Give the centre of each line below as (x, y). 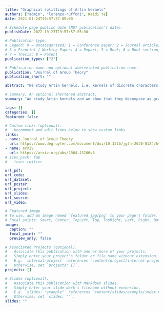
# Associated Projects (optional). (41, 247)
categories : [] (20, 112)
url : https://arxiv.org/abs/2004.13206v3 (52, 153)
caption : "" (22, 229)
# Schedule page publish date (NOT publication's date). (64, 27)
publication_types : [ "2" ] (31, 59)
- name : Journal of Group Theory (39, 139)
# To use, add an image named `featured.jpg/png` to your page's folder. (82, 216)
